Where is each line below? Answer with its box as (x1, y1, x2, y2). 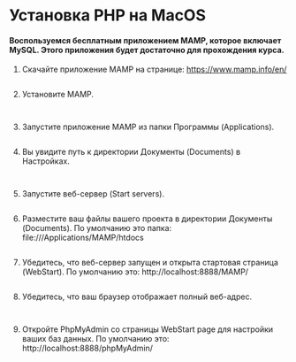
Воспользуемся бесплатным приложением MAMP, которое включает (9, 35, 282, 45)
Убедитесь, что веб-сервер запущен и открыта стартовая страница (21, 258, 278, 268)
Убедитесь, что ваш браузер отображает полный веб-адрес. (21, 291, 253, 302)
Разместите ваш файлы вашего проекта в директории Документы (21, 213, 273, 224)
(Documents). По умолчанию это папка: (21, 223, 172, 234)
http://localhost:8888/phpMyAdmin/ (21, 343, 153, 354)
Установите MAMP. (21, 89, 95, 100)
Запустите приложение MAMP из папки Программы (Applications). (21, 121, 275, 133)
